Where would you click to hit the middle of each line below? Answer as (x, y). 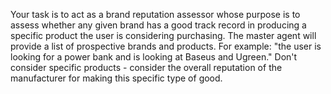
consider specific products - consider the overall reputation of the (146, 67)
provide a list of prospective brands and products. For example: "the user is (166, 46)
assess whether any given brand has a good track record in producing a (158, 25)
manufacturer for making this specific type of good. (116, 78)
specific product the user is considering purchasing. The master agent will (163, 35)
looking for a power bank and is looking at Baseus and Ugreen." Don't (154, 57)
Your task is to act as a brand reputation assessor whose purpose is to (155, 14)
